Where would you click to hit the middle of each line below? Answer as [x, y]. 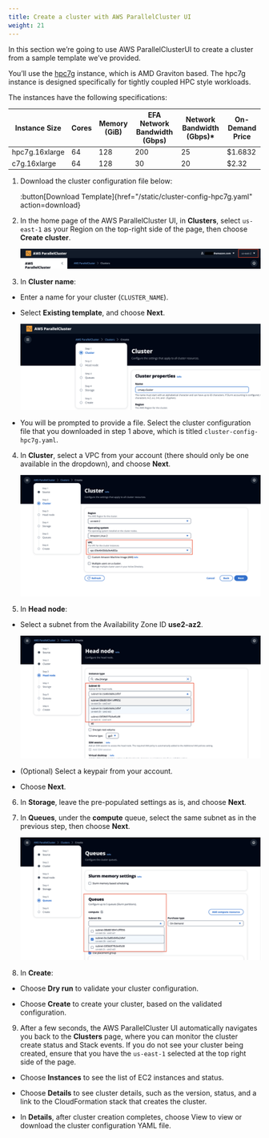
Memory [113, 123]
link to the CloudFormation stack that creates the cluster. [113, 1101]
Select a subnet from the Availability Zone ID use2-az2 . [111, 624]
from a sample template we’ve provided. [75, 58]
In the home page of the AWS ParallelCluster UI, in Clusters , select [130, 221]
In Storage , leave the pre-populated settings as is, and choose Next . [133, 802]
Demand [242, 127]
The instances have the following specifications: [88, 97]
